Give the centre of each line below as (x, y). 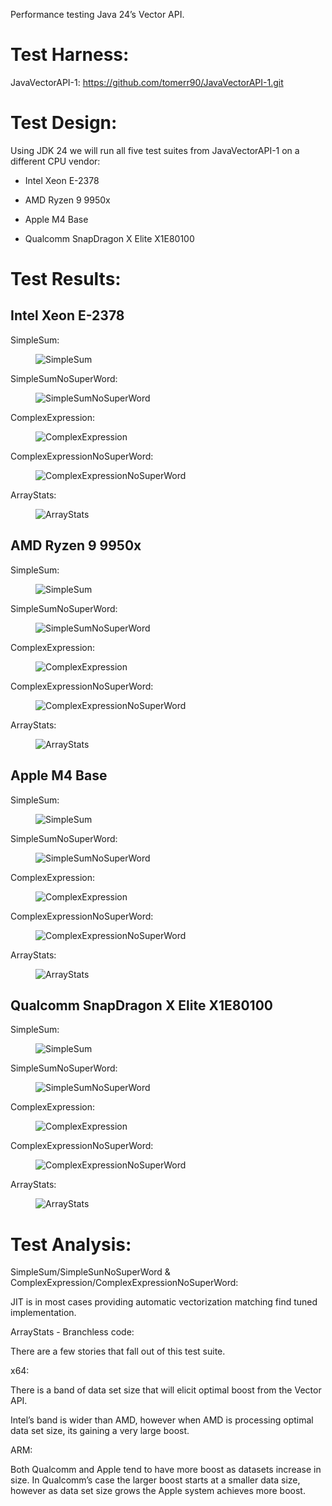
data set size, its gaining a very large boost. (100, 1431)
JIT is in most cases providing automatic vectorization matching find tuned (164, 1302)
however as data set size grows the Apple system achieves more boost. (158, 1491)
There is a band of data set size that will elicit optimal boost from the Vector (166, 1390)
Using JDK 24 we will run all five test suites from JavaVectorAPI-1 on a (155, 150)
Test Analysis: (71, 1244)
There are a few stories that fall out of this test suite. (118, 1351)
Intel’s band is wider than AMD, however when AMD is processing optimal (162, 1420)
